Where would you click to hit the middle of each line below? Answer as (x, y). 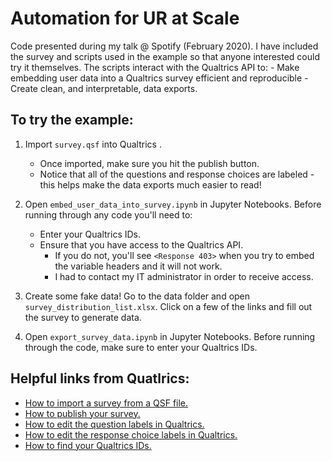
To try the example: (72, 120)
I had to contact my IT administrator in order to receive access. (184, 276)
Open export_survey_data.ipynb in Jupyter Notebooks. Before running (170, 336)
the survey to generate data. (83, 317)
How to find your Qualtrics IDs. (88, 445)
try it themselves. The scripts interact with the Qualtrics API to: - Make (155, 67)
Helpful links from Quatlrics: (100, 378)
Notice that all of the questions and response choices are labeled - (177, 174)
